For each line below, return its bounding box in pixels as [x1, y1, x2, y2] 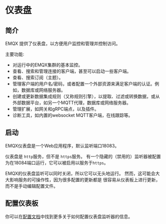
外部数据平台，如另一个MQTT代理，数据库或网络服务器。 [12, 100, 131, 106]
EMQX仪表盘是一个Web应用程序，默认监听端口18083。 [5, 142, 119, 148]
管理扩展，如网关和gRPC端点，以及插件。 [12, 106, 99, 112]
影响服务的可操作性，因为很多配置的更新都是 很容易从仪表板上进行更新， [9, 177, 160, 183]
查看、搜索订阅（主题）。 [12, 74, 64, 81]
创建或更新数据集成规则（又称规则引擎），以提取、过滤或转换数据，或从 [12, 94, 160, 99]
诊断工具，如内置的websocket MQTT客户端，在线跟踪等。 [12, 112, 133, 118]
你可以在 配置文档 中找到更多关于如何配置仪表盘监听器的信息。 [5, 213, 133, 219]
